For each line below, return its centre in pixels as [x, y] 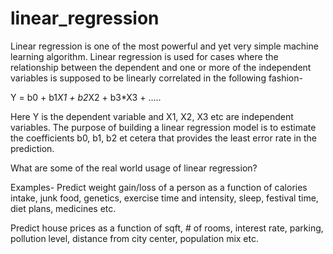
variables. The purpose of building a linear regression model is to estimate [163, 127]
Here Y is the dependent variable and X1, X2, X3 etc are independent [152, 116]
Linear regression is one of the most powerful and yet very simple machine [164, 46]
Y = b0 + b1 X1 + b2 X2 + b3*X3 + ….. [86, 97]
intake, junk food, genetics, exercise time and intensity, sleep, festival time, [164, 198]
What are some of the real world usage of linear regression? [134, 168]
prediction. [32, 148]
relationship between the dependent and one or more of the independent [161, 67]
